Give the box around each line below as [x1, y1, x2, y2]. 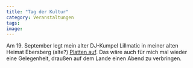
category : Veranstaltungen [6, 14, 74, 20]
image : [6, 25, 23, 32]
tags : [6, 20, 20, 26]
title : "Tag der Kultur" [6, 8, 69, 15]
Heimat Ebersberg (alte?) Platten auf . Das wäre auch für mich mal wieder [6, 49, 188, 56]
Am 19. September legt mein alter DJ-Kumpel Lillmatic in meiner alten [6, 42, 179, 49]
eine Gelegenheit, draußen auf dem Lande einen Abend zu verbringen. [6, 55, 182, 62]
